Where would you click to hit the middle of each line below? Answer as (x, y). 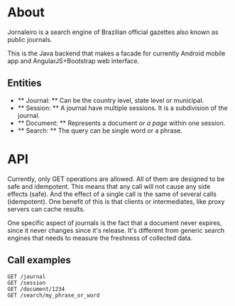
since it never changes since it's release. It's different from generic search (116, 230)
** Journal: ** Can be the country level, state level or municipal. (111, 100)
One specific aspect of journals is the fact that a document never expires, (115, 223)
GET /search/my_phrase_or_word (54, 295)
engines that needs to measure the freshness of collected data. (100, 238)
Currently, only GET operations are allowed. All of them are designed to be (116, 179)
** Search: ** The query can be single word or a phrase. (100, 130)
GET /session (27, 283)
